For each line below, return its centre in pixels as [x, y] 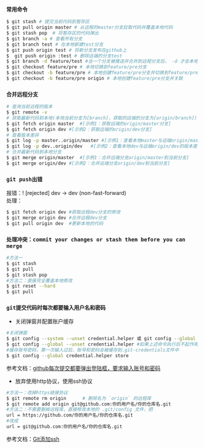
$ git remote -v [27, 112]
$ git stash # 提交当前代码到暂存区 [48, 22]
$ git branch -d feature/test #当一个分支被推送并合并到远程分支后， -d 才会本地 [102, 62]
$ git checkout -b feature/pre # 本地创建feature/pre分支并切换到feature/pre [102, 73]
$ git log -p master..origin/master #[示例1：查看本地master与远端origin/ [98, 141]
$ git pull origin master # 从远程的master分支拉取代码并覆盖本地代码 [90, 27]
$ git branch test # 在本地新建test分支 [55, 44]
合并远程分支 [22, 94]
